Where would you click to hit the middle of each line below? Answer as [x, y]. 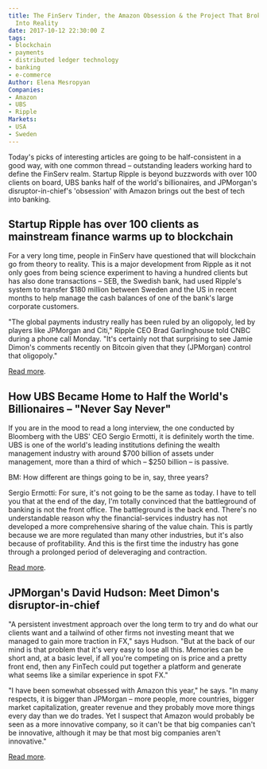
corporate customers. [44, 307]
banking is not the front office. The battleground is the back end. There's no [132, 510]
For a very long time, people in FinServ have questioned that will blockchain [132, 256]
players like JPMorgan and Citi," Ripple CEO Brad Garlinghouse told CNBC [130, 331]
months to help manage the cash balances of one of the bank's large [121, 298]
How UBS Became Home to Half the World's [118, 396]
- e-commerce [30, 75]
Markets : [23, 120]
